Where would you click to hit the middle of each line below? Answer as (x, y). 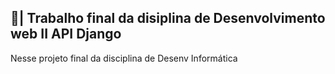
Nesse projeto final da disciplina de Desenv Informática (124, 58)
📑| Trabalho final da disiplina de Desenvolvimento (168, 18)
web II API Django (66, 34)
